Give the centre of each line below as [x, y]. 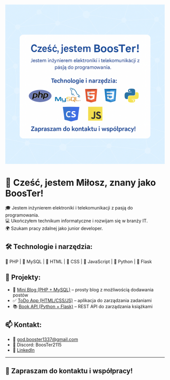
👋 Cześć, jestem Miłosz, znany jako [81, 183]
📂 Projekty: [23, 278]
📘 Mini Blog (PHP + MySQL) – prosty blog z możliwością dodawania [83, 289]
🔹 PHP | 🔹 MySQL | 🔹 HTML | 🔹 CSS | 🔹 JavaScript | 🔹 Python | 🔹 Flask [79, 261]
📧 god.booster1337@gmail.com [45, 340]
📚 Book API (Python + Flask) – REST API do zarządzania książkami [82, 306]
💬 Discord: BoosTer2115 [37, 345]
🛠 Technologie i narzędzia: [49, 247]
